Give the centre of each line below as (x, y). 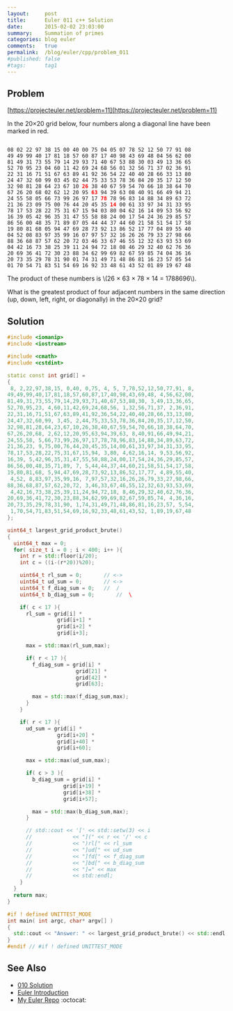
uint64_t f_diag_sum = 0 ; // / (70, 588)
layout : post (32, 14)
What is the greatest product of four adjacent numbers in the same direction (116, 292)
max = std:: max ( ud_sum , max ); (68, 761)
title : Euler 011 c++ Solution (60, 20)
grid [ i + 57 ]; (80, 799)
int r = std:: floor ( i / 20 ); (59, 556)
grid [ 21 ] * (91, 671)
